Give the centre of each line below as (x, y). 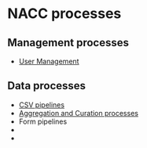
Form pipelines (43, 121)
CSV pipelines (41, 105)
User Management (49, 61)
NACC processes (64, 14)
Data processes (47, 86)
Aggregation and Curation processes (79, 113)
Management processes (68, 43)
